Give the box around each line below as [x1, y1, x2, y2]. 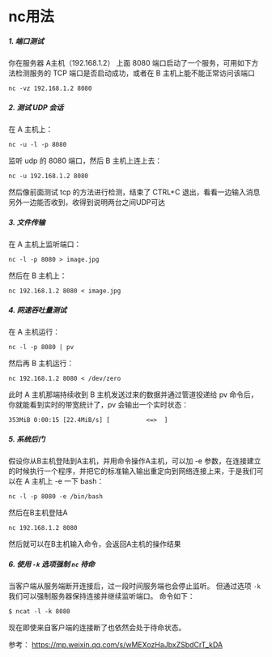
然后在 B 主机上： [8, 271, 67, 280]
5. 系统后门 [8, 434, 45, 444]
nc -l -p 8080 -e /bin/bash [8, 493, 104, 501]
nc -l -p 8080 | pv [8, 343, 74, 352]
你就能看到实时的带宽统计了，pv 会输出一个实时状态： [8, 400, 189, 410]
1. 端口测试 [8, 36, 45, 45]
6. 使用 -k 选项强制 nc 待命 [8, 559, 96, 569]
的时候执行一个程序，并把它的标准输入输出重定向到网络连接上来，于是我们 [8, 467, 257, 476]
